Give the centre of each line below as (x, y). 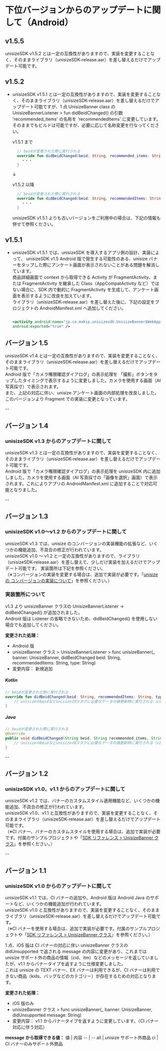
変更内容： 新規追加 (32, 668)
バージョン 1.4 (27, 426)
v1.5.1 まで (22, 142)
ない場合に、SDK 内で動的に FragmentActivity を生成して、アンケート (83, 289)
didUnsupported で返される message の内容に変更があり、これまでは (76, 952)
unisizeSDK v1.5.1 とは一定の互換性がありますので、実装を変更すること (84, 94)
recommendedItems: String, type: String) (54, 662)
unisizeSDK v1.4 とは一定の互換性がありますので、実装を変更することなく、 (83, 356)
